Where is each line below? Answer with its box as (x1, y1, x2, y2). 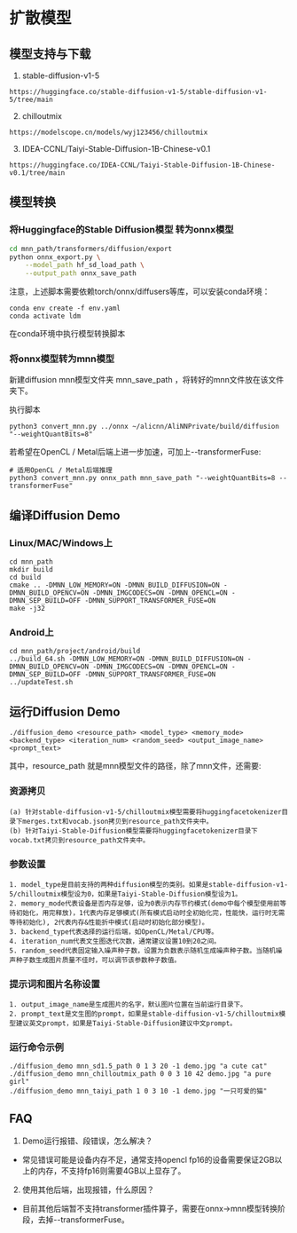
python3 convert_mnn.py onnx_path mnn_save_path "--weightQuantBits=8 (9, 474, 276, 483)
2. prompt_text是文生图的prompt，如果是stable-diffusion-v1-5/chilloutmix (9, 1009, 279, 1019)
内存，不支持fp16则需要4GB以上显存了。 (37, 1166, 186, 1176)
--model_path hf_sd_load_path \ (25, 261, 145, 270)
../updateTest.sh (9, 678, 74, 687)
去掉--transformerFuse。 (37, 1214, 130, 1225)
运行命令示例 (9, 1041, 65, 1054)
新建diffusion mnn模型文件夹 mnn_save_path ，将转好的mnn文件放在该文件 (9, 375, 285, 385)
